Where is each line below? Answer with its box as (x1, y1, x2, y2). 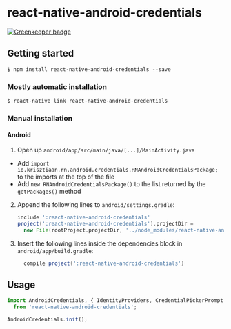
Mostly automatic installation (7, 81, 108, 91)
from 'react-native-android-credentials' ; (13, 303, 137, 311)
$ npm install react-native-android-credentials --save (7, 66, 171, 73)
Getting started (7, 48, 74, 59)
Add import (17, 159, 50, 168)
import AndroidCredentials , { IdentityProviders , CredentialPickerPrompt (7, 297, 224, 304)
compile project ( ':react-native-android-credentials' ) (23, 260, 185, 267)
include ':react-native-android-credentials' (17, 214, 150, 221)
